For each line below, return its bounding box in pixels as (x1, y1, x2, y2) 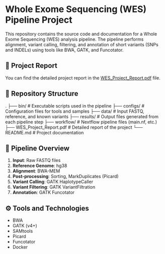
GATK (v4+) (12, 223, 38, 229)
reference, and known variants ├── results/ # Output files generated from (5, 113, 158, 119)
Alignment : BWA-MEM (12, 168, 60, 174)
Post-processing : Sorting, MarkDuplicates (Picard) (12, 174, 119, 180)
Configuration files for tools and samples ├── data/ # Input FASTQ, (5, 108, 144, 114)
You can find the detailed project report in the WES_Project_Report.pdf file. (5, 74, 160, 81)
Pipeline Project (5, 14, 73, 26)
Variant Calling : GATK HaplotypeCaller (12, 179, 94, 185)
